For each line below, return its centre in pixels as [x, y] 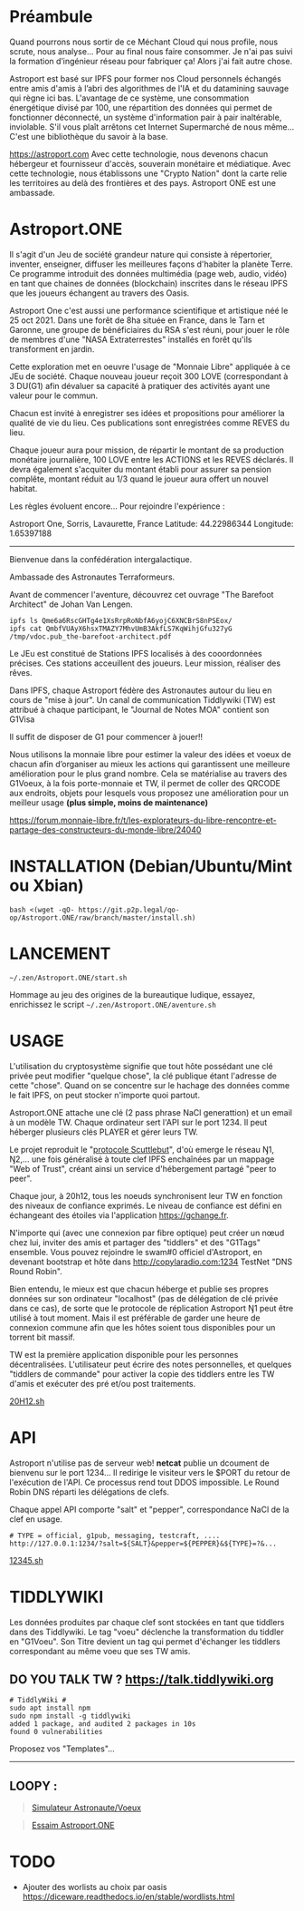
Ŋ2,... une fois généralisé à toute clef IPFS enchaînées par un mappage [142, 1159]
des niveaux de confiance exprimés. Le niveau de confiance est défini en [146, 1205]
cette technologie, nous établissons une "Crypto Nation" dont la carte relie [148, 173]
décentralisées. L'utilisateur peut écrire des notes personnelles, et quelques [151, 1364]
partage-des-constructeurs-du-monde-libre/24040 [105, 829]
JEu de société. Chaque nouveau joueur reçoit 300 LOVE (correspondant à [149, 376]
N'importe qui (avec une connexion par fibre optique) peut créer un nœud [147, 1233]
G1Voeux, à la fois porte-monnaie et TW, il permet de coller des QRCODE [145, 783]
